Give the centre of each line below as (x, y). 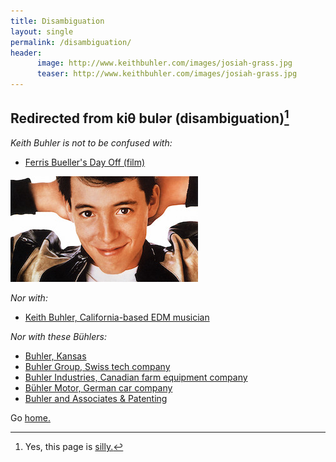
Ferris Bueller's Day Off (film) (85, 162)
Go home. (30, 417)
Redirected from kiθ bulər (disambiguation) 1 (150, 117)
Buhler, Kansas (55, 356)
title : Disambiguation (57, 21)
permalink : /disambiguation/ (71, 42)
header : (26, 53)
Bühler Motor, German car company (98, 387)
